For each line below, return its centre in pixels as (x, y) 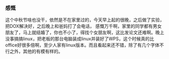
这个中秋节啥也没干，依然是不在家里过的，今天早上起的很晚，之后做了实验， (85, 20)
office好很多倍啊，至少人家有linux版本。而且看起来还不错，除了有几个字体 (82, 45)
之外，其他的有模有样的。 (36, 51)
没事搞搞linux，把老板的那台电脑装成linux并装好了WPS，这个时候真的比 (80, 39)
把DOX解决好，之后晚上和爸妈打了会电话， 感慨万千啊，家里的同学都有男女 (83, 26)
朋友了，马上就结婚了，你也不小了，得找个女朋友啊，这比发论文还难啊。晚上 (85, 33)
